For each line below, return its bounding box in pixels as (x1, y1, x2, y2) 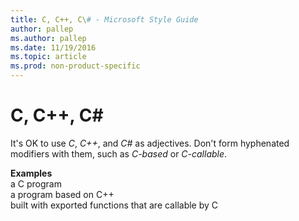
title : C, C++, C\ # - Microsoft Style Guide (10, 14, 199, 25)
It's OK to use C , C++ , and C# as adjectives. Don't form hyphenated (10, 137, 290, 149)
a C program (10, 177, 62, 190)
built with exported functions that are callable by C (10, 199, 219, 211)
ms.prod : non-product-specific (10, 61, 141, 71)
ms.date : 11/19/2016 (10, 42, 97, 53)
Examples (10, 167, 53, 179)
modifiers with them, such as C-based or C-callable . (10, 147, 228, 160)
